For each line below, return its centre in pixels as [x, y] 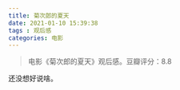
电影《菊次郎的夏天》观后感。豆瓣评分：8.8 [100, 61]
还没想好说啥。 [33, 78]
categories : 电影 [36, 38]
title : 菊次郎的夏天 [39, 16]
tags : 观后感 [30, 30]
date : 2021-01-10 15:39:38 [53, 23]
